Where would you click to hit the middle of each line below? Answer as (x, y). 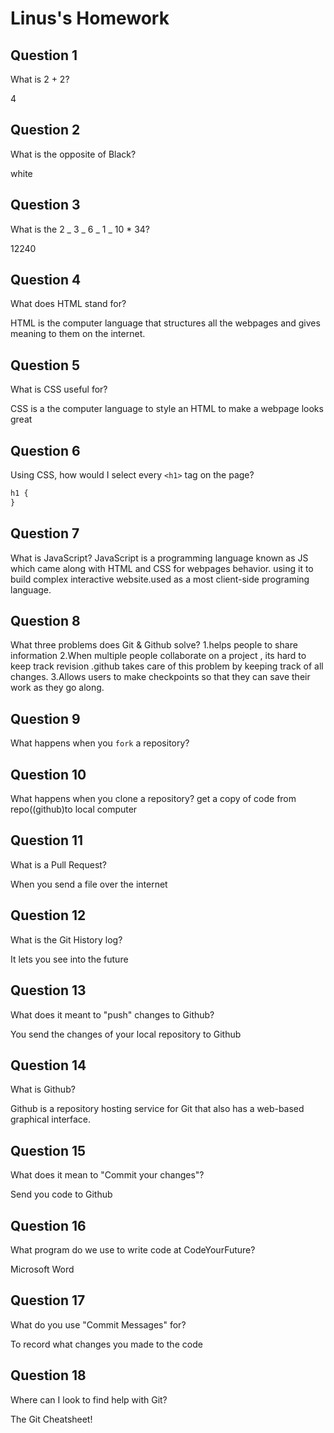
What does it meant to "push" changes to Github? (112, 1014)
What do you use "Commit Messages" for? (98, 1324)
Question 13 (48, 990)
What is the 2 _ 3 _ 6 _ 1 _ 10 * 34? (80, 229)
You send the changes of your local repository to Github (126, 1034)
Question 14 (48, 1065)
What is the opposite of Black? (73, 154)
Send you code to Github (61, 1194)
